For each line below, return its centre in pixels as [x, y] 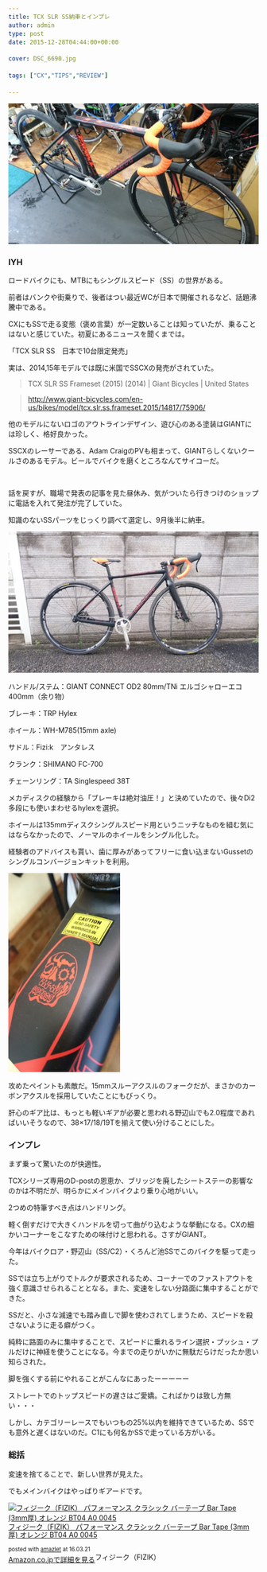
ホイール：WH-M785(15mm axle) [62, 730]
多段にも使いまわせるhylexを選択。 [66, 807]
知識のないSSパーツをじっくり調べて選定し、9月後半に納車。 [108, 520]
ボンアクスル [29, 1095]
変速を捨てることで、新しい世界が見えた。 [78, 1474]
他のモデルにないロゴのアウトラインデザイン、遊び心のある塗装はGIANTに [130, 424]
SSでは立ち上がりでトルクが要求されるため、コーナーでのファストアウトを [131, 1278]
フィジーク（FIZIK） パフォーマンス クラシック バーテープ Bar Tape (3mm [129, 1527]
